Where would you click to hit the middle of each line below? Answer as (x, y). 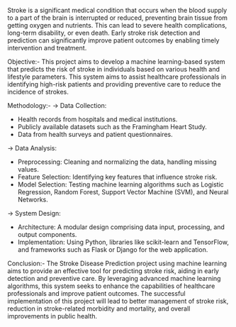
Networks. (33, 199)
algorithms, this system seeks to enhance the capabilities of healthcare (111, 286)
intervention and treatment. (47, 48)
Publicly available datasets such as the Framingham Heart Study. (112, 127)
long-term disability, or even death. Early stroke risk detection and (104, 33)
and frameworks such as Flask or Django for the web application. (113, 250)
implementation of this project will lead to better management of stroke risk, (118, 301)
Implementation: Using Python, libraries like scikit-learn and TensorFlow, (123, 242)
